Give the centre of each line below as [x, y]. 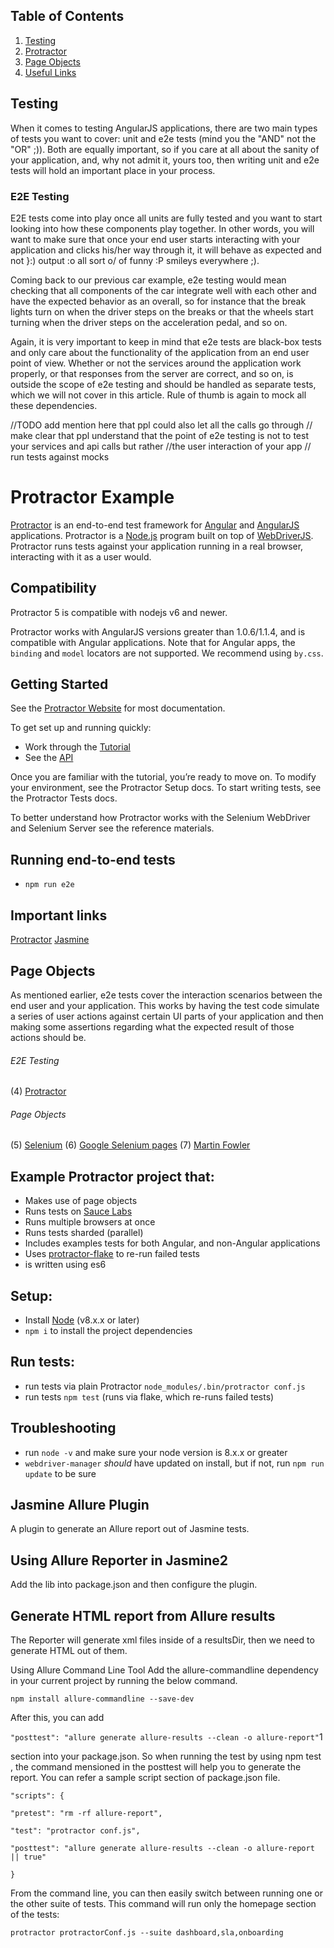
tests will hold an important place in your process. [113, 170]
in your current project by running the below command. [124, 1681]
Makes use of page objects [81, 1201]
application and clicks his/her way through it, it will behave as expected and [166, 250]
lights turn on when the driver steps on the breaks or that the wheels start [162, 311]
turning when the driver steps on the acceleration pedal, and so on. [149, 322]
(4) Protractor [38, 1091]
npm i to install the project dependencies [108, 1330]
